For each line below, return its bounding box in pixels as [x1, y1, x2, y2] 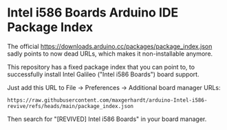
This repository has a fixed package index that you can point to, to [7, 63, 195, 71]
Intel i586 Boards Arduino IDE [7, 5, 179, 21]
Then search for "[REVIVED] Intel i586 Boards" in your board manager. [7, 115, 207, 123]
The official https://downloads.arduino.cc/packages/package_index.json [7, 42, 213, 50]
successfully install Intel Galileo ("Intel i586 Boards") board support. [7, 70, 199, 78]
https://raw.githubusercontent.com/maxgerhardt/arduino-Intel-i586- [7, 96, 208, 104]
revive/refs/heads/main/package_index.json [7, 102, 134, 109]
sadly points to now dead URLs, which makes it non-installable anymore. [7, 50, 213, 58]
